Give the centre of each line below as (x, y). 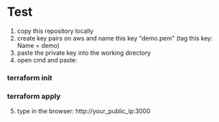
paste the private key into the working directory (84, 53)
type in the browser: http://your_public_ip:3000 (83, 111)
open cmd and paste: (47, 60)
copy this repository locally (55, 31)
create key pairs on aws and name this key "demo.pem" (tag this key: (115, 38)
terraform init (30, 77)
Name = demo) (38, 45)
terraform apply (34, 96)
